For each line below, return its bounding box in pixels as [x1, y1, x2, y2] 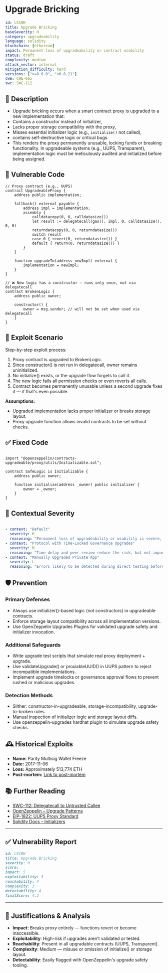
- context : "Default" [5, 527, 50, 532]
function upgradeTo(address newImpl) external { [14, 258, 117, 263]
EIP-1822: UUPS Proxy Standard [12, 814, 79, 820]
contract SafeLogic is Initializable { [5, 469, 88, 474]
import [5, 456, 19, 461]
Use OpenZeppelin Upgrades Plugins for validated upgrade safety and [12, 623, 157, 629]
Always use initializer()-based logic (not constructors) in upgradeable [12, 607, 156, 613]
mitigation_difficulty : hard [5, 67, 66, 72]
